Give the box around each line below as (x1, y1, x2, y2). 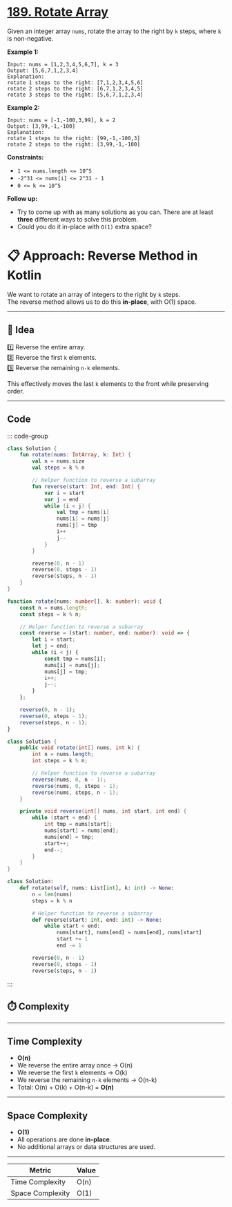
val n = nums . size (32, 458, 85, 465)
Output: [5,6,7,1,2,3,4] (7, 67, 79, 74)
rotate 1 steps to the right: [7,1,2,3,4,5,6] (7, 79, 144, 86)
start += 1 (56, 936, 88, 943)
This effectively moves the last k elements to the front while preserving (7, 379, 209, 387)
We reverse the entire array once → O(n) (17, 1061, 133, 1070)
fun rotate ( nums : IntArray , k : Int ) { (19, 452, 131, 458)
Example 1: (7, 48, 39, 56)
